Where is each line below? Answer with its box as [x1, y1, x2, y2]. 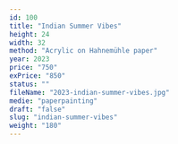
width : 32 [9, 38, 47, 47]
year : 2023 [9, 55, 50, 64]
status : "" [9, 80, 50, 89]
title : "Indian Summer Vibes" [9, 21, 123, 30]
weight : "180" [9, 122, 63, 131]
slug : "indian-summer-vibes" [9, 113, 118, 122]
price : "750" [9, 64, 58, 72]
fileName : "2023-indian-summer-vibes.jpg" [9, 88, 170, 97]
